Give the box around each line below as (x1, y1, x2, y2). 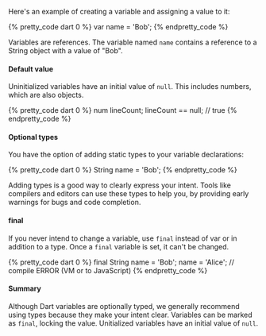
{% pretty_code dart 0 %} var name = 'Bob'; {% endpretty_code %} (8, 22, 229, 31)
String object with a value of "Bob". (8, 46, 123, 55)
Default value (8, 64, 54, 74)
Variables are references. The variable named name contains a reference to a (8, 37, 257, 47)
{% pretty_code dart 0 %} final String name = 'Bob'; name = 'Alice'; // (8, 257, 234, 267)
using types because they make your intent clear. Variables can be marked (8, 310, 253, 319)
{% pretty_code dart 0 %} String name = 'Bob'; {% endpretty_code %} (8, 165, 238, 175)
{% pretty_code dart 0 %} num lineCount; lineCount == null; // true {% (8, 106, 237, 115)
